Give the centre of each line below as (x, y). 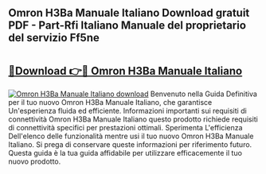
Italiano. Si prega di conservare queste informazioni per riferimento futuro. (130, 145)
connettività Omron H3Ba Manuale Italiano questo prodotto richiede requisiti (133, 119)
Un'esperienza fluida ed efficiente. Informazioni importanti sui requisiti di (127, 111)
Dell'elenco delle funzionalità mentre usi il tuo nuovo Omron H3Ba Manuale (131, 136)
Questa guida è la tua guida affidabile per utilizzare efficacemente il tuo (125, 153)
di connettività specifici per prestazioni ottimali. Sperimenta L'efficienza (125, 128)
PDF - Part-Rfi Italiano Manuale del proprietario (127, 26)
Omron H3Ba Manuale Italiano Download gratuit (129, 13)
